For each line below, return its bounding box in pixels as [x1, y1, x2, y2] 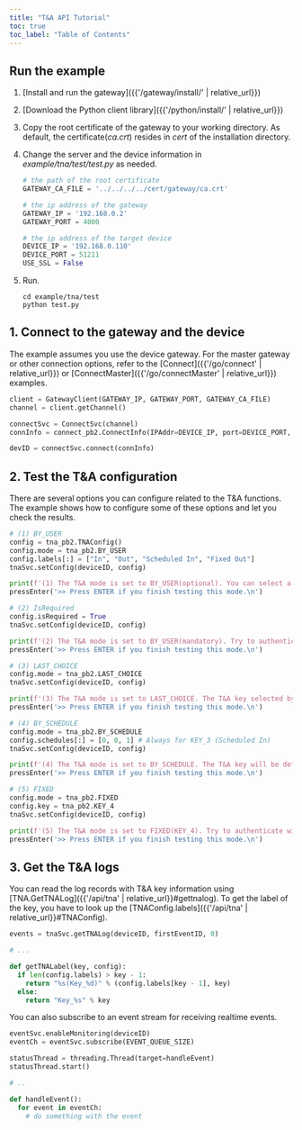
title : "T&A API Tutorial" [9, 13, 111, 23]
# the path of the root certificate [22, 176, 160, 185]
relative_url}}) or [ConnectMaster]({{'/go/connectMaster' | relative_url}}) [9, 367, 277, 378]
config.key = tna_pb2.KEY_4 [9, 801, 115, 810]
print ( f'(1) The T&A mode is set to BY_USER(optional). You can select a [9, 579, 292, 588]
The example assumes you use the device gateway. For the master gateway [9, 348, 290, 359]
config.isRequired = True [9, 612, 106, 621]
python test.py [22, 301, 80, 310]
